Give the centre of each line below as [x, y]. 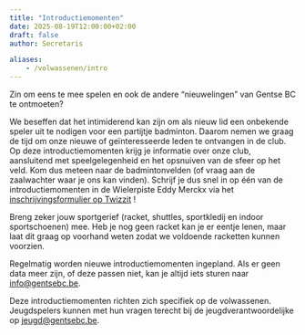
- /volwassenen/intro [66, 68]
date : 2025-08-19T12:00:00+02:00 [73, 26]
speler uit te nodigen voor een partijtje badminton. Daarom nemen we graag [152, 131]
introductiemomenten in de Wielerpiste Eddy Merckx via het [122, 189]
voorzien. [27, 246]
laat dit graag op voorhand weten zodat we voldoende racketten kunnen [145, 236]
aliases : [26, 60]
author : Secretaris [46, 43]
